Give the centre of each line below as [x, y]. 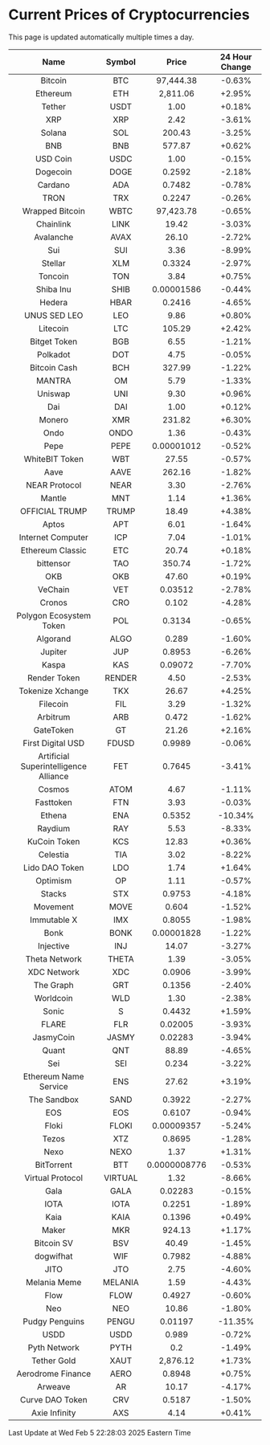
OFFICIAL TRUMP [53, 511]
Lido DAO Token [53, 867]
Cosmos [54, 789]
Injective [53, 945]
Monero [54, 419]
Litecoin [54, 329]
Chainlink [53, 224]
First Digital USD [54, 743]
